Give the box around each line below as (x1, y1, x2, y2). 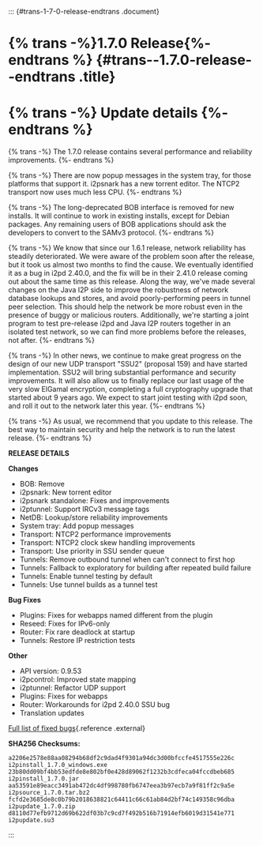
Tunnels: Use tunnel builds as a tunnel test (19, 580, 158, 589)
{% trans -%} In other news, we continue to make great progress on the (8, 351, 242, 360)
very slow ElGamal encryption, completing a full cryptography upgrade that (8, 385, 253, 394)
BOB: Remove (19, 479, 65, 489)
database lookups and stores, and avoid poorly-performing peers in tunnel (8, 294, 251, 303)
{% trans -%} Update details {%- (8, 104, 229, 122)
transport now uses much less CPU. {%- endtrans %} (8, 187, 182, 197)
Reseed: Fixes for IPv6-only (19, 619, 111, 629)
